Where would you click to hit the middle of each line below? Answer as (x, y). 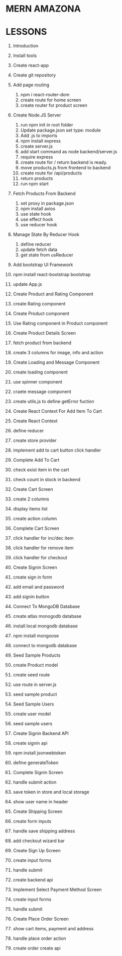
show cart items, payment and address (53, 929)
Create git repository (34, 75)
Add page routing (31, 85)
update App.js (27, 284)
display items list (30, 509)
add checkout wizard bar (39, 841)
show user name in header (40, 802)
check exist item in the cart (41, 470)
